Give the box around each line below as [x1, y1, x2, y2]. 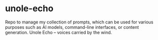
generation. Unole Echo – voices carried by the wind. [5, 29, 112, 35]
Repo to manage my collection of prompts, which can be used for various [5, 19, 154, 25]
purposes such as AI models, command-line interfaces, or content [5, 24, 139, 30]
